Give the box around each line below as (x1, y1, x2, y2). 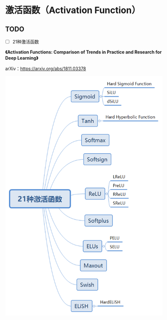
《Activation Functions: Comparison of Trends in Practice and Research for (5, 49, 162, 55)
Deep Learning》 (5, 55, 38, 61)
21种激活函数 (12, 39, 39, 45)
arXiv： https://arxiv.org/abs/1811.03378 (5, 66, 86, 72)
